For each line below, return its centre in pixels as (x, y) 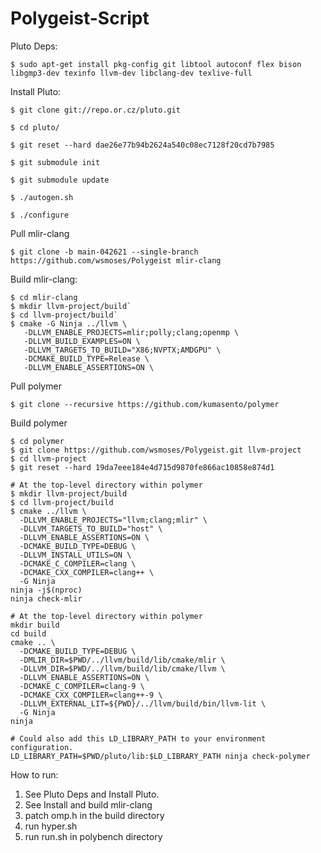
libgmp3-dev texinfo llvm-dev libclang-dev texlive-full (131, 73)
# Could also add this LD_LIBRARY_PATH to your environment (138, 738)
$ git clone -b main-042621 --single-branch (104, 252)
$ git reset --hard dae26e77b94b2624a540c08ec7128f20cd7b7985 (142, 145)
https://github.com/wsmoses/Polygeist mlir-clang (116, 260)
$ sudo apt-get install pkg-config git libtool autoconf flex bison (156, 64)
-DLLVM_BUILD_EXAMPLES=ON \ (82, 341)
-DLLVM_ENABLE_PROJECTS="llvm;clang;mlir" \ (113, 520)
